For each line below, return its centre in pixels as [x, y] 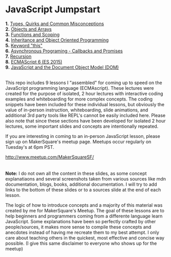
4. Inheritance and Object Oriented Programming [57, 40]
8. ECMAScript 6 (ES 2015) [34, 62]
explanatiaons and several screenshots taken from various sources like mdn [85, 179]
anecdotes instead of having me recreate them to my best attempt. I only [82, 232]
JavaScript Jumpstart [53, 9]
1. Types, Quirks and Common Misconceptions [55, 24]
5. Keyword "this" [24, 45]
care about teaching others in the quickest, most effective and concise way [85, 238]
